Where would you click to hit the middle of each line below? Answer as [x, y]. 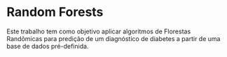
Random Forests [55, 12]
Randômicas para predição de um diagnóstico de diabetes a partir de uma [113, 38]
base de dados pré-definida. [48, 46]
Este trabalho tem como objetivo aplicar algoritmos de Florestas [99, 31]
